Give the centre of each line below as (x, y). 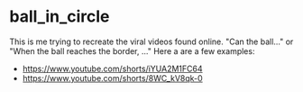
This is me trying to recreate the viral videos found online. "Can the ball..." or (151, 41)
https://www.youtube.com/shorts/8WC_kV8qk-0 (112, 78)
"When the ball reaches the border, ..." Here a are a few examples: (132, 51)
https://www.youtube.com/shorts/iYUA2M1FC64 (112, 69)
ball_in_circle (60, 17)
